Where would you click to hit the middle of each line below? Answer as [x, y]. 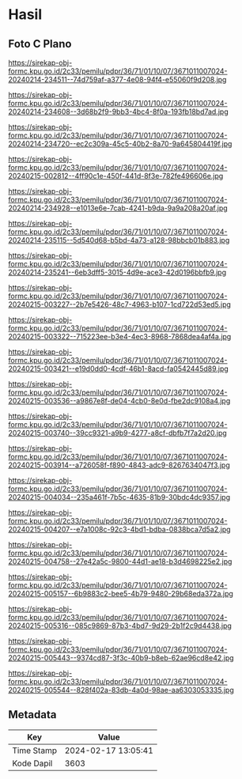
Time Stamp [35, 751]
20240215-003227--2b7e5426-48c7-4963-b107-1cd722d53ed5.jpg [120, 304]
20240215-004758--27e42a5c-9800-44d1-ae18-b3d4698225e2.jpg [120, 562]
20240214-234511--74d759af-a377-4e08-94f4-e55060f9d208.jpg [117, 79]
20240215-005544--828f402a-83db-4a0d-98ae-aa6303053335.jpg [121, 690]
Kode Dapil [32, 763]
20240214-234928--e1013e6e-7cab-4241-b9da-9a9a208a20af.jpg [118, 208]
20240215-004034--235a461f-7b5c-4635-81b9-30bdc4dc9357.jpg [119, 497]
